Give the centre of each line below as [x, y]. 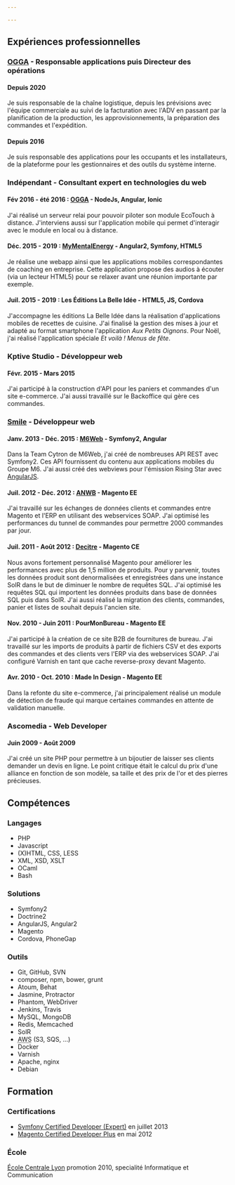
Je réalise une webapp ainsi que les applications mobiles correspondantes [115, 261]
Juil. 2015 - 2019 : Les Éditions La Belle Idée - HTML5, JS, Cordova [106, 300]
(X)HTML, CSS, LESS [48, 853]
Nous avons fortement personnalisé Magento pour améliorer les [100, 562]
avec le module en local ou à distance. [63, 230]
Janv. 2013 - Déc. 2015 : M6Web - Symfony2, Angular [87, 438]
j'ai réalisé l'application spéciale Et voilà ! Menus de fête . [89, 338]
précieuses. [24, 781]
